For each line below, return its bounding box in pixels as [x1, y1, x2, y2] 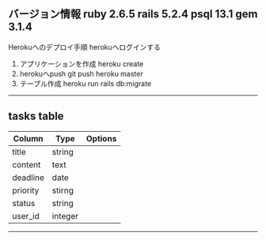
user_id [12, 210, 40, 221]
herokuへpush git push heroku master [19, 69, 144, 78]
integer [51, 210, 79, 221]
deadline [12, 172, 45, 183]
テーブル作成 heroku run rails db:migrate [19, 78, 152, 88]
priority [12, 185, 40, 196]
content [12, 159, 41, 170]
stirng [51, 185, 74, 196]
